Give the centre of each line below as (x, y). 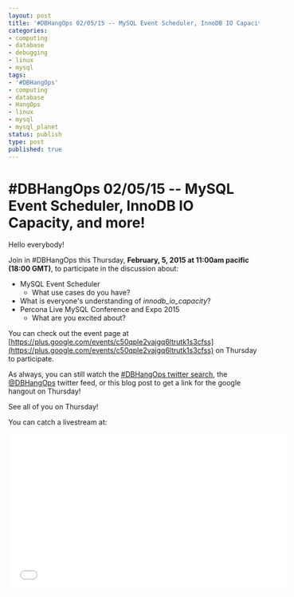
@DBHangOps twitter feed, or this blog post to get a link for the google (125, 383)
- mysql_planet (33, 127)
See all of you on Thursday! (53, 407)
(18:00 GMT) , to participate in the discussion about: (94, 269)
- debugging (28, 53)
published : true (35, 149)
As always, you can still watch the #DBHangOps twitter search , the (118, 374)
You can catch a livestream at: (58, 422)
